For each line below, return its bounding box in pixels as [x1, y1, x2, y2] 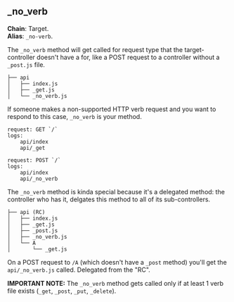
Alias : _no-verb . [7, 32, 53, 40]
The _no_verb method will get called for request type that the [7, 45, 183, 54]
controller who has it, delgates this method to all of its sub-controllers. [7, 195, 211, 203]
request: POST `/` [7, 156, 61, 164]
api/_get [20, 144, 46, 151]
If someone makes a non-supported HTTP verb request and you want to [7, 105, 216, 113]
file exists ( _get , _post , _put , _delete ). [7, 287, 117, 295]
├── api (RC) [7, 208, 46, 215]
